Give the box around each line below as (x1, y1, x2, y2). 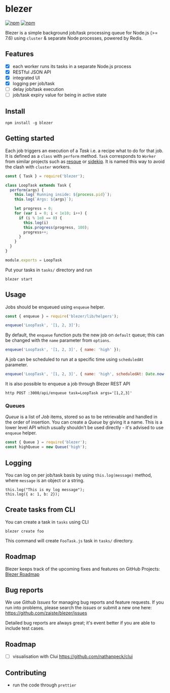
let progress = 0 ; (14, 206, 53, 211)
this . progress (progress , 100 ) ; (23, 225, 90, 230)
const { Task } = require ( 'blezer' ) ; (5, 174, 85, 179)
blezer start (5, 276, 33, 282)
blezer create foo (5, 529, 44, 534)
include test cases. (5, 625, 45, 632)
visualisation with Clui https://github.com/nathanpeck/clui (12, 653, 133, 660)
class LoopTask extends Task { (5, 183, 71, 188)
